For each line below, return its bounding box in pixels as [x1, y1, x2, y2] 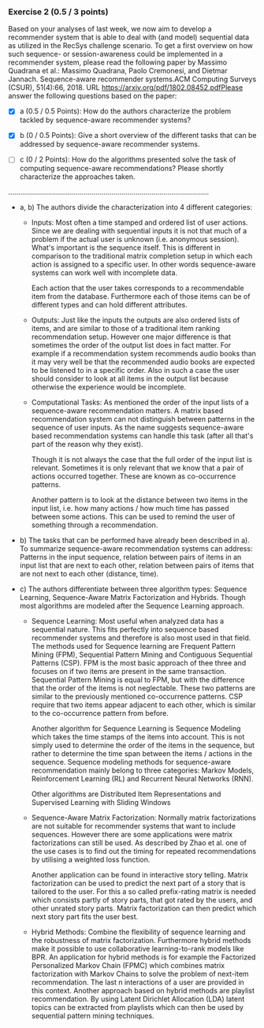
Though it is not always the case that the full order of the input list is [31, 455, 252, 464]
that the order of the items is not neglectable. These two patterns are [31, 683, 256, 693]
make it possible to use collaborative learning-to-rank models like [31, 944, 244, 954]
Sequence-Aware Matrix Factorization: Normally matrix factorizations [31, 813, 256, 822]
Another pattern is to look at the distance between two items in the [31, 495, 248, 505]
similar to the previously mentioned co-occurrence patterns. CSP [31, 692, 243, 702]
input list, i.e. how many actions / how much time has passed [31, 504, 229, 513]
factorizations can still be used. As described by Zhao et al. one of [31, 838, 247, 847]
